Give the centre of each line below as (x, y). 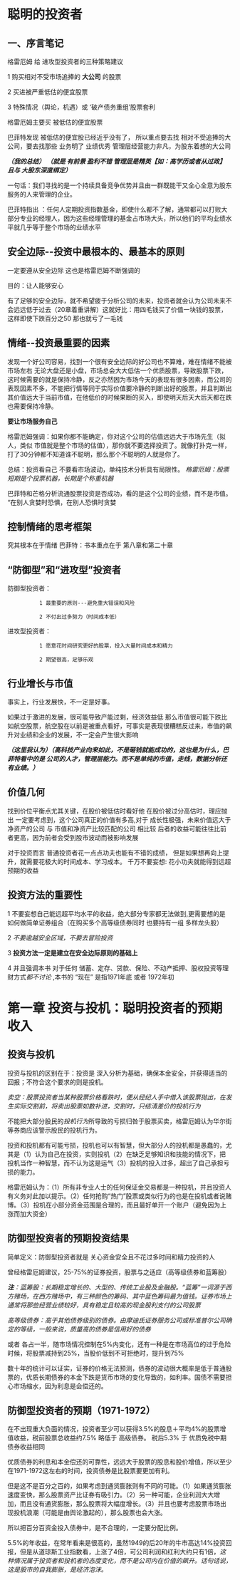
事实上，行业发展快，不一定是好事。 (61, 702)
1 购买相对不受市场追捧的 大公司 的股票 (64, 77)
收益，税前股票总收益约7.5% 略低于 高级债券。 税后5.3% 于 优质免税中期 (120, 1438)
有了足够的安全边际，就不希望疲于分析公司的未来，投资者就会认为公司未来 (116, 301)
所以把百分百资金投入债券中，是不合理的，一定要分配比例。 (95, 1528)
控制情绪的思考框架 (49, 527)
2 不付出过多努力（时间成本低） (79, 617)
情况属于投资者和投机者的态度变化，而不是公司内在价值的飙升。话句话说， (122, 1561)
